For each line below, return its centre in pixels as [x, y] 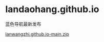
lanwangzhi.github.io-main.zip [37, 34]
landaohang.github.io [52, 9]
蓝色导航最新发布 [23, 24]
